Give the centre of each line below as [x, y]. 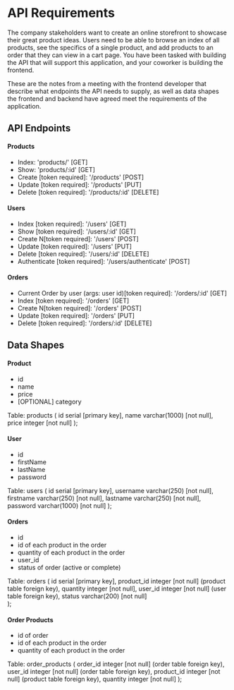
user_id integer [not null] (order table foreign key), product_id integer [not [114, 672]
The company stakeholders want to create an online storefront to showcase [117, 32]
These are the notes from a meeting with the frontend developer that [107, 83]
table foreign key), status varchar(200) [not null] [77, 596]
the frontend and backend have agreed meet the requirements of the [107, 98]
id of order [33, 636]
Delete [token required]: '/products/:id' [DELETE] [88, 192]
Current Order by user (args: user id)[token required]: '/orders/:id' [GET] [122, 293]
